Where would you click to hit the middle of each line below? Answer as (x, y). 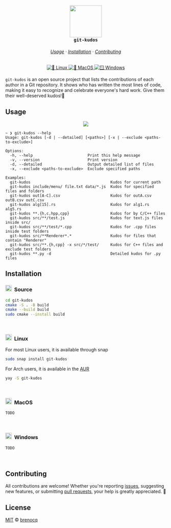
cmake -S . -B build (27, 305)
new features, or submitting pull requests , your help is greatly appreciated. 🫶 (86, 491)
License (18, 507)
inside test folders (27, 231)
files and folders (25, 191)
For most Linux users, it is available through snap (57, 350)
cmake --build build (27, 310)
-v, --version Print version (64, 160)
